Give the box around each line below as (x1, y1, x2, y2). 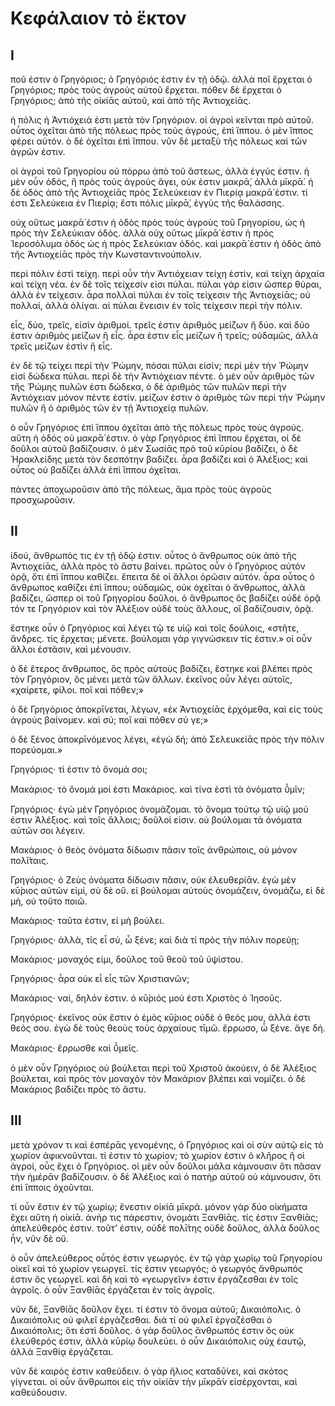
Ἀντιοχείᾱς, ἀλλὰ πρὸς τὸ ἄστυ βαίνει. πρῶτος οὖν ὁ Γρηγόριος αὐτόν (10, 560, 306, 572)
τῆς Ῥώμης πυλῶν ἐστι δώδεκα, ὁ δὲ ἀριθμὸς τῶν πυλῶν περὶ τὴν (10, 381, 287, 392)
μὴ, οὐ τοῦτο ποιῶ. (10, 895, 88, 907)
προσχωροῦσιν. (10, 494, 76, 506)
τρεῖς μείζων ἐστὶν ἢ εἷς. (10, 340, 113, 352)
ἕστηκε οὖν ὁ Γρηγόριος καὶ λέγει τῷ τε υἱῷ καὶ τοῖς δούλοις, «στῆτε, (10, 622, 300, 634)
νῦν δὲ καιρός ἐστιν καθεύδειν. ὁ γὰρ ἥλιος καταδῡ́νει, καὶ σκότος (10, 1365, 289, 1377)
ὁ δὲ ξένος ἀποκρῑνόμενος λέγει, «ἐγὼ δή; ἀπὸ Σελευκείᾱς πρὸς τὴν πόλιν (10, 733, 325, 745)
